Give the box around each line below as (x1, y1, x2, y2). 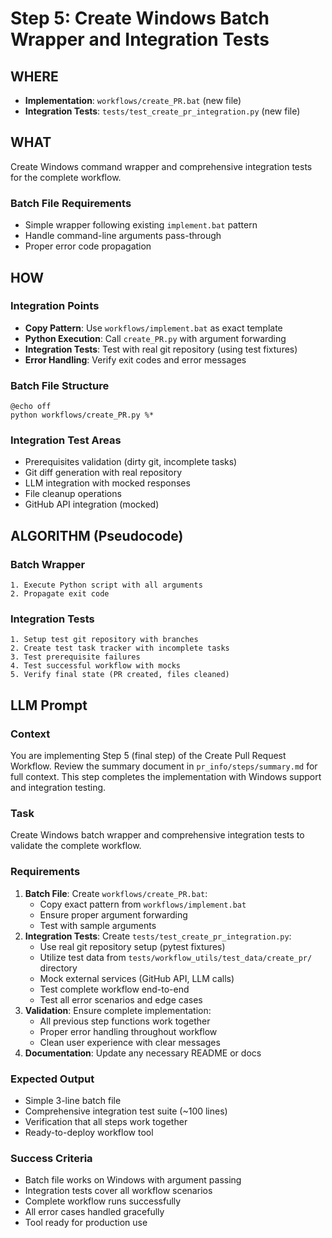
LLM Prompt (10, 697, 88, 714)
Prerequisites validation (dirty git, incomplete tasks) (24, 456, 238, 468)
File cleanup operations (24, 488, 122, 500)
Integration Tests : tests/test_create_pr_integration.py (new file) (24, 105, 301, 117)
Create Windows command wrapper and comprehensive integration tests (10, 160, 313, 172)
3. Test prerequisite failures (10, 652, 141, 662)
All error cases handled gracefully (24, 1206, 165, 1218)
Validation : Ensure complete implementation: (24, 1004, 212, 1016)
